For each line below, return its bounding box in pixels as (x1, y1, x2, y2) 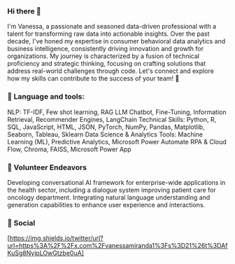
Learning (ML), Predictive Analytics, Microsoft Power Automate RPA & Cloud (7, 137, 227, 146)
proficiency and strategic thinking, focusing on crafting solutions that (7, 60, 206, 68)
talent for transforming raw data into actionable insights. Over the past (7, 29, 210, 38)
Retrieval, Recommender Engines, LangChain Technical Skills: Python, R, (7, 115, 217, 123)
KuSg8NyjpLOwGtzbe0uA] (7, 249, 84, 258)
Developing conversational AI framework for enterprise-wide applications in (7, 178, 226, 186)
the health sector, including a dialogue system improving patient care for (7, 186, 216, 194)
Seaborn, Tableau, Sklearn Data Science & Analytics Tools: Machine (7, 130, 203, 139)
